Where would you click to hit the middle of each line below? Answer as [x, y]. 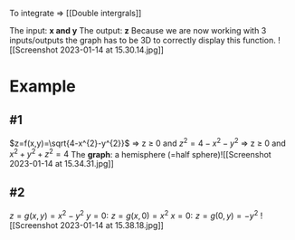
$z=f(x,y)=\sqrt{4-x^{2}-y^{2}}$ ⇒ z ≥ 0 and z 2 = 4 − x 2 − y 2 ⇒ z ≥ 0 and [148, 142]
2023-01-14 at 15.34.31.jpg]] [62, 164]
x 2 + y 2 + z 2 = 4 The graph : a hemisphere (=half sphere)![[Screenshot [140, 153]
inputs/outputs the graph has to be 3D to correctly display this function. [143, 40]
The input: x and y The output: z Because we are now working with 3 [138, 30]
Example [43, 86]
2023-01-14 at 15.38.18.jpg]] [112, 225]
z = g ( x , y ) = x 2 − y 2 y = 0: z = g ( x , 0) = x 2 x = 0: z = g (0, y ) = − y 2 [134, 215]
